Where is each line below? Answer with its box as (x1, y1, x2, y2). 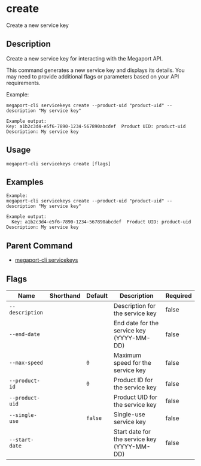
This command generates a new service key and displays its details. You (6, 66, 185, 74)
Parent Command (6, 240, 73, 250)
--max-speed (9, 359, 44, 366)
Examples (6, 177, 44, 187)
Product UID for (113, 393, 157, 401)
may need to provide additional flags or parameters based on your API (6, 72, 179, 80)
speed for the (113, 359, 151, 367)
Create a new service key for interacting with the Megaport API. (6, 55, 163, 62)
